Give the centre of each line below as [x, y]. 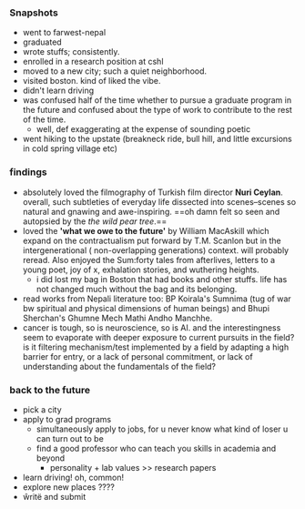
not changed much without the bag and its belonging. [137, 289]
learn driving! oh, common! [73, 477]
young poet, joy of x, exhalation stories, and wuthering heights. [141, 270]
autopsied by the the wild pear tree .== [95, 221]
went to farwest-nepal [64, 33]
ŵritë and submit [54, 496]
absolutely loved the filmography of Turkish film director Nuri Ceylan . [153, 192]
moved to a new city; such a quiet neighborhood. [115, 71]
